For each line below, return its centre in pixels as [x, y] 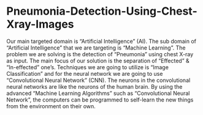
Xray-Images [40, 24]
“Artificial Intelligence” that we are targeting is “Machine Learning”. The [96, 48]
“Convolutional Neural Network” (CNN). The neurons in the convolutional [98, 80]
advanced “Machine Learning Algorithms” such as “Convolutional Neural [98, 93]
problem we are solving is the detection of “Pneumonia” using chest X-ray [100, 54]
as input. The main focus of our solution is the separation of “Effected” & [98, 61]
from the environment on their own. [51, 106]
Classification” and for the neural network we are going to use [85, 73]
